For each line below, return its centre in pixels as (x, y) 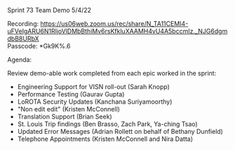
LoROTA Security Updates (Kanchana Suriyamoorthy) (95, 102)
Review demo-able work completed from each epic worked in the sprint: (112, 73)
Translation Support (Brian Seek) (65, 116)
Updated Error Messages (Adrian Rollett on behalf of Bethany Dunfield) (120, 131)
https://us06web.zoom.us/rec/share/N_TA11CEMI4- (114, 23)
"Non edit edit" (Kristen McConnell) (69, 109)
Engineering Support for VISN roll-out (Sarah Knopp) (94, 87)
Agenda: (20, 60)
